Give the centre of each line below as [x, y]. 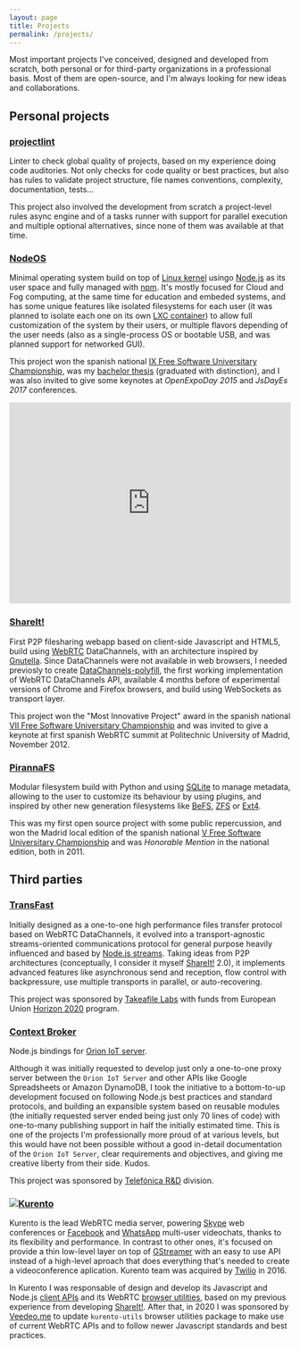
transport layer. [37, 699]
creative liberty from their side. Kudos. [80, 1163]
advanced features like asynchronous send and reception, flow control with [148, 972]
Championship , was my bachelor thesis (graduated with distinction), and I [145, 371]
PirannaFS [32, 767]
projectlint [32, 141]
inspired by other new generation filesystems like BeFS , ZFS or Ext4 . [135, 806]
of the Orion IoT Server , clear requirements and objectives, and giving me [146, 1153]
